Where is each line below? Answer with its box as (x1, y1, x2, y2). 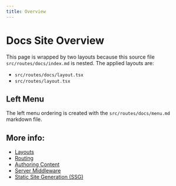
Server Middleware (14, 167, 61, 174)
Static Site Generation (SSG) (14, 174, 84, 181)
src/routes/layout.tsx (14, 78, 71, 84)
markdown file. (6, 116, 42, 123)
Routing (14, 155, 34, 162)
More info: (6, 133, 45, 143)
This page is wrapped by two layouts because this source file (6, 53, 155, 60)
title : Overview (6, 8, 46, 15)
